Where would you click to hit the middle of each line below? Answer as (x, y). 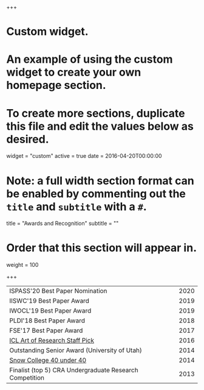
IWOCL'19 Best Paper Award (50, 311)
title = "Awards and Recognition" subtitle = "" (63, 224)
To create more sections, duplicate (96, 113)
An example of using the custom (90, 59)
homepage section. (56, 85)
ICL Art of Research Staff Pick (52, 341)
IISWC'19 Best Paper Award (49, 301)
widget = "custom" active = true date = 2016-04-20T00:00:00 (84, 156)
